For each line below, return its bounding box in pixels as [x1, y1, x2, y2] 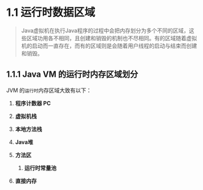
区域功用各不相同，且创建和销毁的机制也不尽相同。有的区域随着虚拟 [26, 34, 198, 41]
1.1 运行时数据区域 [6, 5, 95, 19]
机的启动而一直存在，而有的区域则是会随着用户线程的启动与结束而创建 [21, 42, 198, 49]
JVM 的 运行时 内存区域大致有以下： [6, 86, 92, 94]
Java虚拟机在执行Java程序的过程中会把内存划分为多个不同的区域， [21, 27, 190, 34]
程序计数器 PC [15, 99, 51, 107]
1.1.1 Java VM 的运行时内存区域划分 [6, 69, 139, 80]
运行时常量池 [24, 164, 57, 171]
